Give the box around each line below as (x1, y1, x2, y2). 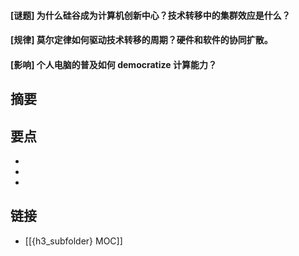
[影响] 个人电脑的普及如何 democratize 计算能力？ (10, 58, 217, 70)
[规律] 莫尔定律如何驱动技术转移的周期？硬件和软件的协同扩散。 (10, 34, 273, 46)
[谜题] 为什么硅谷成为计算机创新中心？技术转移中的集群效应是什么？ (10, 9, 291, 21)
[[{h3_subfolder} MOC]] (24, 235, 123, 247)
